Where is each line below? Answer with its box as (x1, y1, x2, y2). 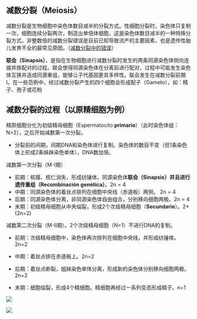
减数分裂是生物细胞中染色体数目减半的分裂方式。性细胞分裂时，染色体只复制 (6, 22, 191, 29)
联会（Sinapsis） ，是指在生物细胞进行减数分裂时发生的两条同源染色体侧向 (6, 56, 185, 63)
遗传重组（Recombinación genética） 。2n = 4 (14, 181, 126, 188)
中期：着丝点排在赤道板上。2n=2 (14, 253, 95, 260)
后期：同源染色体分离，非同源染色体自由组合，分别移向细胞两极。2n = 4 (14, 195, 190, 202)
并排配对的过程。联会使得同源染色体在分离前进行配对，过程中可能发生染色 (11, 64, 191, 71)
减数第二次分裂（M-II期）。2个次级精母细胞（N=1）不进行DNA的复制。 (6, 222, 176, 229)
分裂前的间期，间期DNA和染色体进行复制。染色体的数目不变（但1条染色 (14, 141, 188, 148)
